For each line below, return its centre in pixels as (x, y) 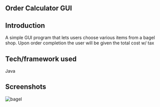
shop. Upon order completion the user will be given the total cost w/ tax (80, 43)
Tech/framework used (41, 59)
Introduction (25, 25)
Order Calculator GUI (39, 8)
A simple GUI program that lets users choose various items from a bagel (80, 38)
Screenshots (26, 87)
